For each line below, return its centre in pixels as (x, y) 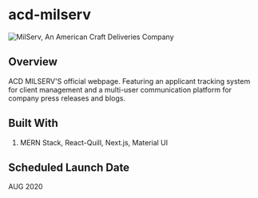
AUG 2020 (26, 187)
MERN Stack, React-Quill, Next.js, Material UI (94, 142)
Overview (33, 62)
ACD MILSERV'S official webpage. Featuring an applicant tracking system (129, 81)
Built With (33, 123)
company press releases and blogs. (67, 98)
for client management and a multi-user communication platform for (120, 89)
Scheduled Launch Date (69, 167)
